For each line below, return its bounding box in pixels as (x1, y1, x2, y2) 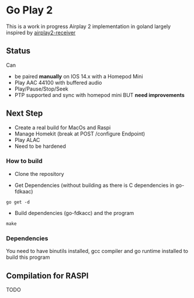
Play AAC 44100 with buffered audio (14, 79, 102, 86)
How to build (6, 157, 43, 165)
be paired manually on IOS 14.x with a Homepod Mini (14, 72, 143, 79)
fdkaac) (14, 188, 33, 195)
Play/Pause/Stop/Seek (14, 85, 69, 92)
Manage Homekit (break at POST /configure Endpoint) (14, 130, 145, 137)
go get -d (6, 199, 30, 205)
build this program (6, 254, 50, 261)
